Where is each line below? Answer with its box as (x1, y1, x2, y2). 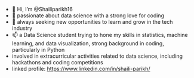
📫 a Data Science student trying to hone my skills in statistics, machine (11, 32, 188, 38)
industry (11, 24, 33, 32)
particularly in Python (11, 46, 65, 53)
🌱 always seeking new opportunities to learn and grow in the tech (11, 18, 173, 25)
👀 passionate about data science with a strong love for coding (11, 12, 164, 19)
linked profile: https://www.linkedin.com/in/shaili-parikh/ (11, 65, 150, 72)
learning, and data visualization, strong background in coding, (11, 40, 164, 47)
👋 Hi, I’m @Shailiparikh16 (11, 6, 73, 13)
